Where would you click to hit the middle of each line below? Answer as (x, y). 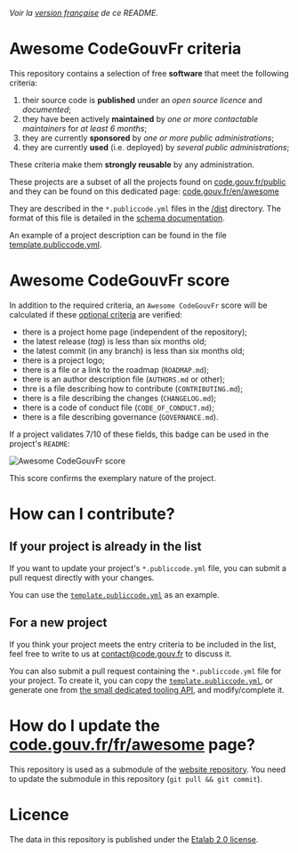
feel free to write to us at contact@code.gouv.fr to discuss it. (121, 654)
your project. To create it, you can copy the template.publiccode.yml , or (141, 680)
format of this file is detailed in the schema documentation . (117, 218)
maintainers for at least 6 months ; (85, 128)
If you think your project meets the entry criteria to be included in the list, (143, 644)
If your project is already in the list (105, 547)
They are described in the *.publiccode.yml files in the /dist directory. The (145, 208)
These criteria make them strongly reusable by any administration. (132, 165)
